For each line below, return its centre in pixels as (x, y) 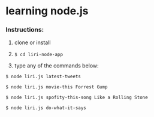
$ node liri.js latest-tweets (43, 77)
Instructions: (25, 30)
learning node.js (47, 11)
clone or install (32, 42)
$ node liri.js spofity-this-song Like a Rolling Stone (77, 98)
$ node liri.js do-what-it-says (46, 108)
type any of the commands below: (57, 66)
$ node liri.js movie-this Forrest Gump (57, 87)
